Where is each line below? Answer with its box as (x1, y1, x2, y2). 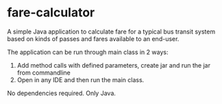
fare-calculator (7, 5, 95, 21)
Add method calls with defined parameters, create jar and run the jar (16, 61, 211, 69)
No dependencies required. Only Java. (7, 89, 116, 97)
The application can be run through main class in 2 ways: (7, 48, 169, 56)
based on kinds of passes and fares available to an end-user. (7, 34, 180, 42)
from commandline (16, 68, 71, 77)
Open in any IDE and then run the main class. (16, 75, 145, 83)
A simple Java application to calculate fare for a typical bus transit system (7, 27, 216, 36)
